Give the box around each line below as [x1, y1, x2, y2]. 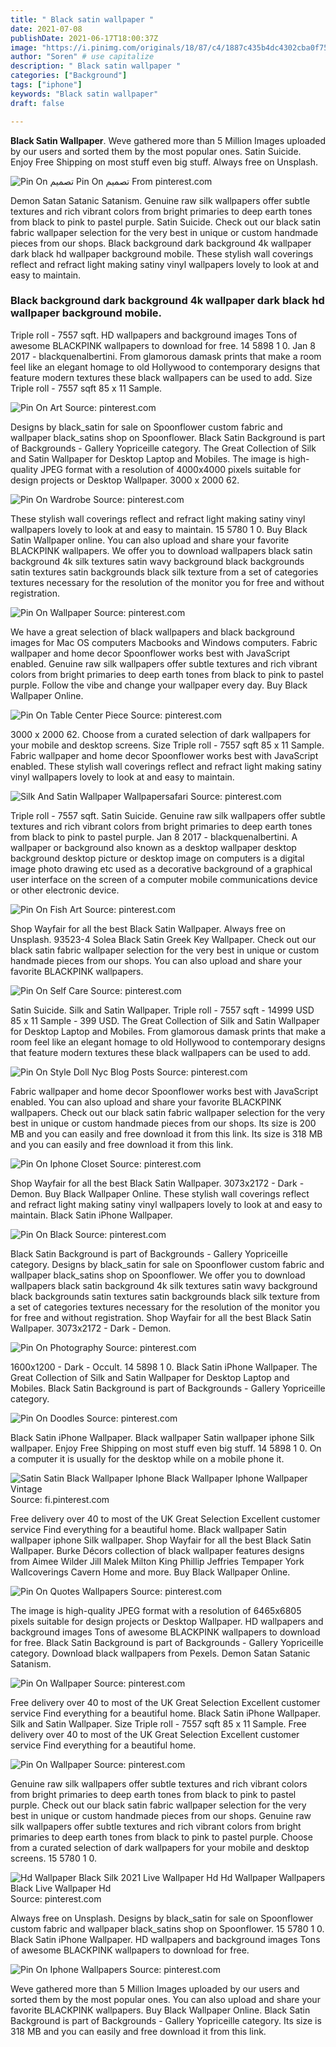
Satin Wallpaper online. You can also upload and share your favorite [10, 534, 290, 546]
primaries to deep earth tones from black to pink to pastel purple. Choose [10, 1831, 313, 1843]
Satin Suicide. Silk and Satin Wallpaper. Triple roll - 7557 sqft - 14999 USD [10, 1004, 315, 1016]
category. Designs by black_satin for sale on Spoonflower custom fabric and [10, 1258, 325, 1270]
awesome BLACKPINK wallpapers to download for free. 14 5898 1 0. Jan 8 [10, 339, 316, 351]
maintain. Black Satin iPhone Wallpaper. [10, 1209, 173, 1221]
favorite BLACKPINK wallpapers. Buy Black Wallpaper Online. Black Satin [10, 2004, 311, 2016]
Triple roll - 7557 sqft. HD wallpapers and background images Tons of [10, 329, 298, 341]
